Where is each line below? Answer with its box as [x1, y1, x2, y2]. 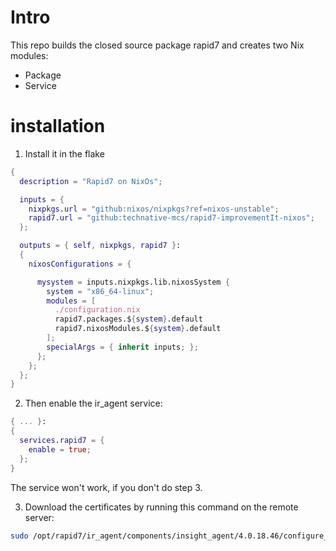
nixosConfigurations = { [28, 259, 132, 269]
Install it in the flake [24, 147, 105, 160]
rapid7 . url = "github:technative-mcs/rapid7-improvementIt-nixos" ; [28, 213, 315, 223]
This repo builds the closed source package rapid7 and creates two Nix [10, 39, 305, 51]
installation [10, 115, 106, 138]
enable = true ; [28, 444, 92, 455]
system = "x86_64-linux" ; [46, 286, 155, 296]
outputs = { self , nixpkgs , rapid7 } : [19, 241, 182, 251]
